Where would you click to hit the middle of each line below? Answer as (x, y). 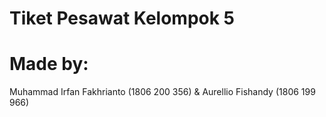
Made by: (49, 64)
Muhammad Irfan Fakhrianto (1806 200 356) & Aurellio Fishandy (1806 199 (162, 92)
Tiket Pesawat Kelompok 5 (122, 18)
